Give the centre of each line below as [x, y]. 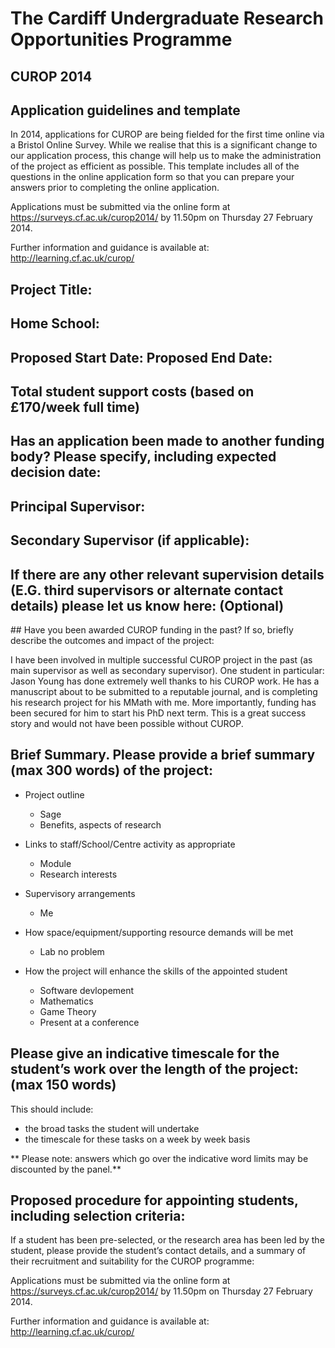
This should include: [52, 1109]
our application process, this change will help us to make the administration [166, 156]
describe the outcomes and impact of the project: [112, 640]
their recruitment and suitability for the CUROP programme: [132, 1261]
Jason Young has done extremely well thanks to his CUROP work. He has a [165, 681]
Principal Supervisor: [78, 506]
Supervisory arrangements [80, 893]
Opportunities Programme [121, 39]
